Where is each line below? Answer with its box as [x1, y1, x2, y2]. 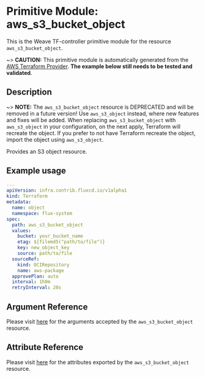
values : [12, 227, 32, 234]
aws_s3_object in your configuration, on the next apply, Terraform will [6, 123, 181, 130]
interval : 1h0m [12, 279, 51, 285]
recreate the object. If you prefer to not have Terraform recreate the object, [6, 129, 196, 136]
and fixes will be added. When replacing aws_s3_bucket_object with [6, 116, 176, 123]
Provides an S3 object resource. [6, 147, 88, 155]
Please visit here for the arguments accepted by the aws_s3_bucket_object [6, 318, 193, 325]
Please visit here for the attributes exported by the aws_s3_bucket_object [6, 358, 190, 366]
